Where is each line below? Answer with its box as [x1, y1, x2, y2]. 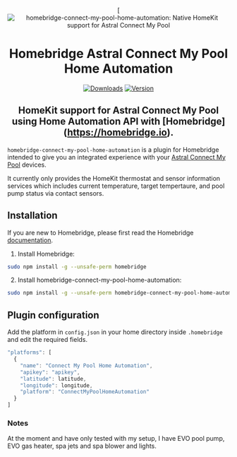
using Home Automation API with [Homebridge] [11, 116, 226, 128]
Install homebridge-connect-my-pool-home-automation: [17, 275, 182, 285]
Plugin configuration [7, 309, 100, 321]
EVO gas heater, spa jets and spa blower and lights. [7, 441, 157, 451]
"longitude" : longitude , [20, 381, 93, 389]
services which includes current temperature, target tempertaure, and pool [7, 182, 225, 190]
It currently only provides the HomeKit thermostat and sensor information [7, 174, 221, 182]
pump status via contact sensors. [7, 189, 104, 197]
